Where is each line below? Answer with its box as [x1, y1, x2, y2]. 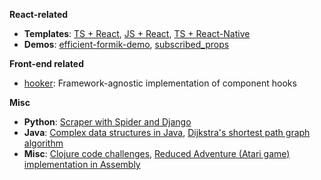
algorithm [23, 137, 64, 149]
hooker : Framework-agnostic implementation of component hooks [23, 77, 297, 89]
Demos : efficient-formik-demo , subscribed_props [23, 39, 230, 50]
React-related [9, 9, 69, 20]
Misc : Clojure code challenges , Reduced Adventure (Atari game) [23, 148, 291, 159]
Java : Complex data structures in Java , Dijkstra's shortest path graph [23, 127, 311, 138]
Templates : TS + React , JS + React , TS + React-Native [23, 28, 251, 39]
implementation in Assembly [23, 159, 141, 170]
